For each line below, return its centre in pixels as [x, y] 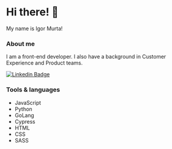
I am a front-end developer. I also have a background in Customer [86, 57]
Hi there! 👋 [33, 12]
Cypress [25, 121]
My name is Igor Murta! [35, 28]
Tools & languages [33, 90]
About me [21, 44]
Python [23, 109]
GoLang [24, 115]
